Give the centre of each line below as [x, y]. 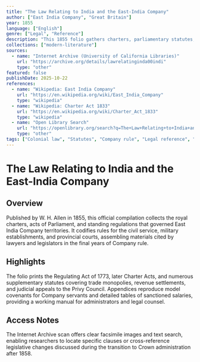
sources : [17, 51]
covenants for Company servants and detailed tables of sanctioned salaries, [100, 295]
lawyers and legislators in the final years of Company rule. [77, 243]
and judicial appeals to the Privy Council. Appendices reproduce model [93, 289]
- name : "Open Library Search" [50, 123]
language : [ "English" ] [34, 28]
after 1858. [19, 354]
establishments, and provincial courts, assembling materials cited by [90, 237]
